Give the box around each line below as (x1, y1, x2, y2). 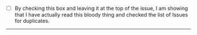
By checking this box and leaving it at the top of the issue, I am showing (14, 5, 188, 11)
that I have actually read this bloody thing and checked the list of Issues (14, 11, 188, 18)
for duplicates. (14, 17, 50, 25)
